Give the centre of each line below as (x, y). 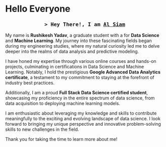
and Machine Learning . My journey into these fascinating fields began (79, 41)
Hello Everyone (38, 9)
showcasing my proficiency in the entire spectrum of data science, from (80, 98)
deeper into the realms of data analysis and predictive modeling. (72, 52)
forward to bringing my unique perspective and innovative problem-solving (83, 124)
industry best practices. (30, 83)
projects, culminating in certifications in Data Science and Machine (75, 67)
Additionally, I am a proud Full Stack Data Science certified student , (76, 93)
